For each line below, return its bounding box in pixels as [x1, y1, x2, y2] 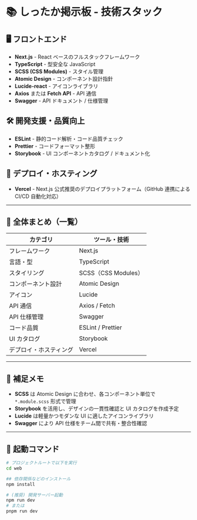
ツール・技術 [93, 235, 130, 244]
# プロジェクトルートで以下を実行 [6, 460, 77, 466]
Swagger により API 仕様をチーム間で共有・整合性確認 [14, 420, 148, 427]
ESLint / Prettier [79, 323, 122, 331]
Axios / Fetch [79, 302, 116, 310]
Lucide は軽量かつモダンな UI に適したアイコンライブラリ [14, 412, 154, 419]
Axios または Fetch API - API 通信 [14, 90, 97, 97]
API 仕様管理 [9, 313, 44, 321]
